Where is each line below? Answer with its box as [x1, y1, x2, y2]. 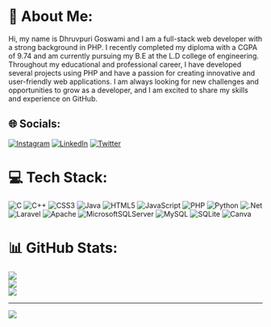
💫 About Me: [8, 7, 94, 26]
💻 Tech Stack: [8, 168, 108, 186]
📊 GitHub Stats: [8, 238, 119, 257]
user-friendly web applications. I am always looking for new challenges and [8, 77, 260, 86]
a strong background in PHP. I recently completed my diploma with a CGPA [8, 42, 258, 52]
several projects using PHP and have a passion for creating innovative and [8, 68, 256, 77]
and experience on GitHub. [8, 93, 98, 103]
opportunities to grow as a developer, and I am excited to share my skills [8, 85, 248, 95]
